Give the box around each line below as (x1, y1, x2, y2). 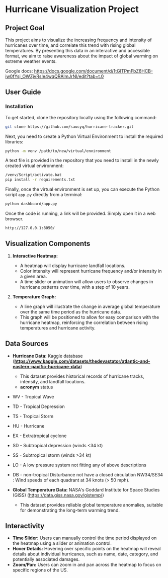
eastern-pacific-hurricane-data (12, 363, 81, 369)
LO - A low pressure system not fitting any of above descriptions (12, 462, 147, 468)
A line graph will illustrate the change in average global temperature (20, 303, 160, 309)
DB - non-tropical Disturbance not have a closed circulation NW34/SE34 (12, 471, 163, 477)
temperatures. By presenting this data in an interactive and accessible (5, 48, 150, 53)
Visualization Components (5, 239, 91, 248)
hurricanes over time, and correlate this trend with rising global (5, 42, 136, 48)
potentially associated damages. (12, 556, 80, 562)
